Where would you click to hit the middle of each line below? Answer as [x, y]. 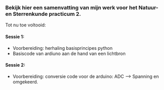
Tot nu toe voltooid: [26, 25]
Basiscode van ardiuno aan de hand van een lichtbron [69, 53]
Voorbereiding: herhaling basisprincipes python [63, 48]
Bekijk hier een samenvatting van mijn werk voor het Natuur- [82, 8]
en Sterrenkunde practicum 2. [43, 14]
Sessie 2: [15, 65]
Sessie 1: [15, 37]
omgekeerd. [25, 82]
